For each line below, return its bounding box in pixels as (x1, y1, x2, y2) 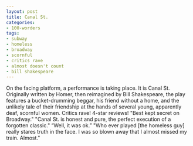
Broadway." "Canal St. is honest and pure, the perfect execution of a (6, 116, 171, 123)
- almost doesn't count (6, 63, 65, 69)
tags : (6, 30, 19, 36)
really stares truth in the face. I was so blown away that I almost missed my (6, 128, 188, 135)
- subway (6, 36, 28, 42)
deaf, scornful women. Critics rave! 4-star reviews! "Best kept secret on (6, 110, 180, 117)
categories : (6, 19, 35, 25)
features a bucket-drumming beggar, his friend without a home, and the (6, 97, 180, 104)
